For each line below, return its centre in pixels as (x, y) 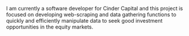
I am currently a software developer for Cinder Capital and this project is (94, 8)
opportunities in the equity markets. (50, 27)
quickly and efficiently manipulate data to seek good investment (84, 21)
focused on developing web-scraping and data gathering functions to (91, 15)
